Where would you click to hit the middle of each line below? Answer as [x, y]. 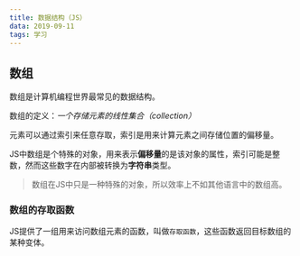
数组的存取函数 [42, 210]
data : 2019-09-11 [42, 26]
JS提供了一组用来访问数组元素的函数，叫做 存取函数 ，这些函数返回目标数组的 [150, 232]
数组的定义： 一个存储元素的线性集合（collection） [103, 116]
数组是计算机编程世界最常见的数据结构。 [84, 96]
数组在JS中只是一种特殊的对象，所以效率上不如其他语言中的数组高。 [159, 185]
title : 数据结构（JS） [48, 18]
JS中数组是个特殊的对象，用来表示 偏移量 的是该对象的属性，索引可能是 [141, 154]
